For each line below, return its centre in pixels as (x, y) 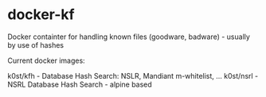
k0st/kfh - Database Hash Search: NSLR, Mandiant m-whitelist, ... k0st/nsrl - (133, 76)
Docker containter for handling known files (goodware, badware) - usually (129, 37)
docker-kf (41, 15)
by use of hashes (36, 45)
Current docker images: (46, 60)
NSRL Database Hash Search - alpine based (80, 84)
